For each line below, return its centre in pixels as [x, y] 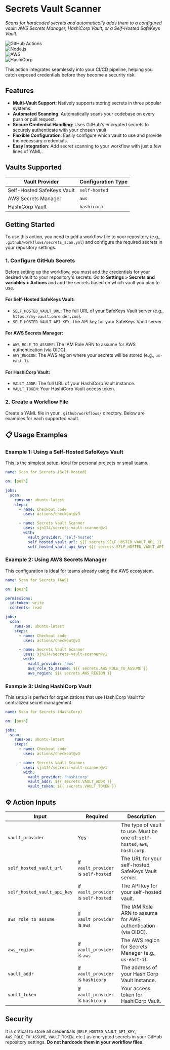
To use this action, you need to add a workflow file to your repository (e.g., [83, 237]
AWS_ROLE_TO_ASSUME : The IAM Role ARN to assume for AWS [74, 345]
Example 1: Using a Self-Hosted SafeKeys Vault [64, 452]
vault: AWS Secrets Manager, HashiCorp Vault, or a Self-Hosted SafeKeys [83, 28]
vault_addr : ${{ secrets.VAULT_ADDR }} [70, 782]
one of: [130, 838]
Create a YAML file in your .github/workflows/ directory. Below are [75, 413]
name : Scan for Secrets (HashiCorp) [44, 712]
